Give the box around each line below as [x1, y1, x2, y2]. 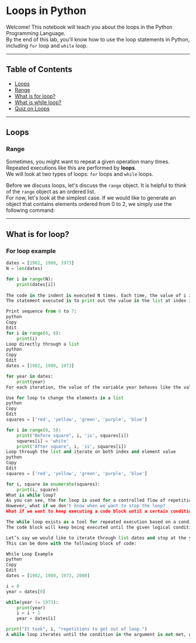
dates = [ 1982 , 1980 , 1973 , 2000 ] [6, 573, 90, 579]
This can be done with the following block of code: [6, 540, 137, 546]
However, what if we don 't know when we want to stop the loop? [6, 503, 166, 509]
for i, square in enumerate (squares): [6, 481, 100, 487]
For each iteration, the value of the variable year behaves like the [6, 384, 181, 390]
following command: [6, 207, 55, 214]
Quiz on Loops [14, 105, 50, 112]
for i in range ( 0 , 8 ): [6, 330, 61, 336]
